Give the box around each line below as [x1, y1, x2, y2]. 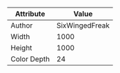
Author [10, 21, 33, 30]
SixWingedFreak [56, 21, 110, 30]
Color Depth [10, 54, 50, 64]
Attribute [14, 9, 46, 19]
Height [10, 43, 32, 53]
